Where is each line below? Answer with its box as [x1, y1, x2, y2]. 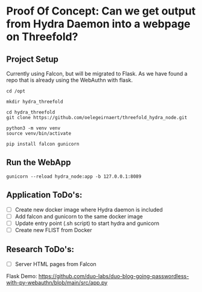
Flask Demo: [6, 272, 37, 279]
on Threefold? [6, 30, 78, 44]
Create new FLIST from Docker [14, 226, 92, 233]
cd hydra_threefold [6, 109, 55, 115]
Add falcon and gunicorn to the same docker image [14, 213, 143, 220]
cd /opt [6, 88, 26, 94]
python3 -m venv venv [6, 125, 61, 131]
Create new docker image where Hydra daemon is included [14, 206, 163, 213]
